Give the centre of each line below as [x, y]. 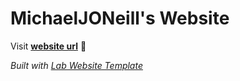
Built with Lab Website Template [76, 65]
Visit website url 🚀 [48, 46]
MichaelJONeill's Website [120, 18]
